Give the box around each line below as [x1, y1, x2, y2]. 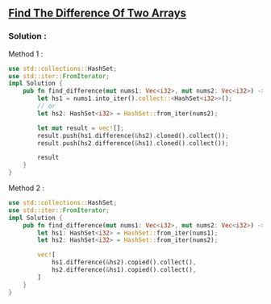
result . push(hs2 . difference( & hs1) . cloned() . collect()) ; [37, 139, 229, 148]
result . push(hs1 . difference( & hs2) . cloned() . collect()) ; [37, 131, 229, 140]
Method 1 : [8, 48, 44, 59]
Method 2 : [8, 183, 45, 193]
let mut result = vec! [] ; [37, 124, 125, 132]
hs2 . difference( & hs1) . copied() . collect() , [51, 266, 197, 274]
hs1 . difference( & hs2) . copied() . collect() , [51, 258, 197, 267]
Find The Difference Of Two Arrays [8, 6, 187, 20]
